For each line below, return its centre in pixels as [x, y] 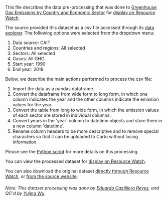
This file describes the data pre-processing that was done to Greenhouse [81, 7]
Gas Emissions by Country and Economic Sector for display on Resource [80, 13]
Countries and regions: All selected [49, 48]
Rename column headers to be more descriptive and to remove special [86, 131]
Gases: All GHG [28, 59]
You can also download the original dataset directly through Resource [77, 171]
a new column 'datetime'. [38, 126]
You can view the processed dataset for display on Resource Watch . [76, 161]
